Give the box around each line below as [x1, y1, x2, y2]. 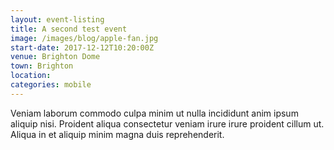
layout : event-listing [10, 14, 105, 25]
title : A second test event [10, 24, 128, 34]
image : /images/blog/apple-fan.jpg [10, 33, 159, 43]
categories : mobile [10, 80, 92, 90]
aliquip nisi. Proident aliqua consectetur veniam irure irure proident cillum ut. [10, 117, 325, 130]
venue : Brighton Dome [10, 52, 101, 62]
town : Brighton [10, 61, 74, 71]
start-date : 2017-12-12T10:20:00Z [10, 42, 155, 53]
